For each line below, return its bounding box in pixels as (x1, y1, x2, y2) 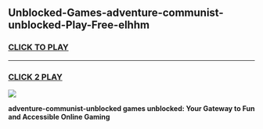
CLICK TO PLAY (8, 42, 69, 53)
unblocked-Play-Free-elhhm (8, 19, 150, 32)
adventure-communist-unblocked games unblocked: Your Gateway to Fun (8, 103, 255, 113)
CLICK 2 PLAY (8, 71, 63, 82)
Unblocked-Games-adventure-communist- (8, 6, 225, 20)
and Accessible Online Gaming (8, 112, 110, 121)
